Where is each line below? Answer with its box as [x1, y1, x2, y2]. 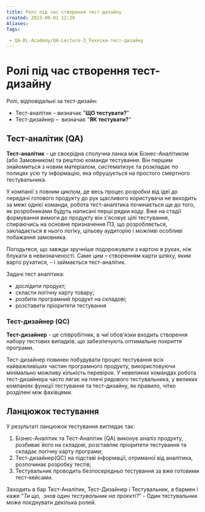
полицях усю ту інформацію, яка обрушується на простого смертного [6, 169, 190, 177]
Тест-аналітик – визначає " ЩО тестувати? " [15, 109, 130, 117]
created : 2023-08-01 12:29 [6, 15, 75, 21]
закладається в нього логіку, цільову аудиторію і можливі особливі [6, 227, 183, 234]
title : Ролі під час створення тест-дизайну [6, 9, 122, 15]
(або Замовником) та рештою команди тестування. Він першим [6, 156, 173, 163]
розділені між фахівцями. [6, 389, 73, 396]
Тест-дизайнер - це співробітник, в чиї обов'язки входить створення [6, 331, 188, 338]
